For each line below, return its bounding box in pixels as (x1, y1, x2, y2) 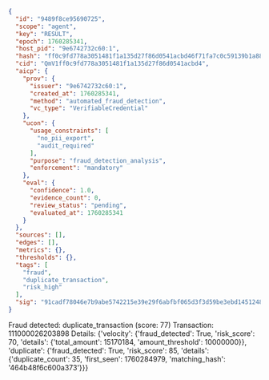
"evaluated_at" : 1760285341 (29, 208, 124, 216)
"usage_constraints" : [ (29, 127, 110, 135)
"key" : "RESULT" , (15, 30, 74, 38)
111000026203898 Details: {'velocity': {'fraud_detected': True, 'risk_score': (8, 329, 255, 338)
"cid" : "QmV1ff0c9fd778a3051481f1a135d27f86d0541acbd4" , (15, 60, 210, 68)
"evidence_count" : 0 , (29, 193, 102, 202)
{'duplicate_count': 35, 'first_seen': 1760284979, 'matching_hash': (8, 354, 226, 364)
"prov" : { (22, 75, 56, 83)
